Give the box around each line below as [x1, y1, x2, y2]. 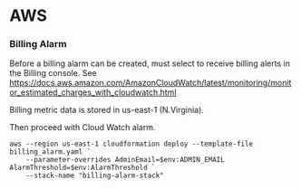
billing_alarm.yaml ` [9, 147, 92, 156]
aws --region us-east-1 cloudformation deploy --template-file [9, 139, 254, 149]
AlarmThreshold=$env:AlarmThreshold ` [9, 164, 156, 173]
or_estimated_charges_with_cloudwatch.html [9, 87, 177, 98]
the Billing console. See [9, 68, 97, 79]
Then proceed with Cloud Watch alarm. [9, 122, 156, 133]
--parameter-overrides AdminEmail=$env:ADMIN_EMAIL [25, 156, 225, 165]
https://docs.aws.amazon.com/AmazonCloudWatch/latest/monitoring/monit [9, 78, 292, 89]
